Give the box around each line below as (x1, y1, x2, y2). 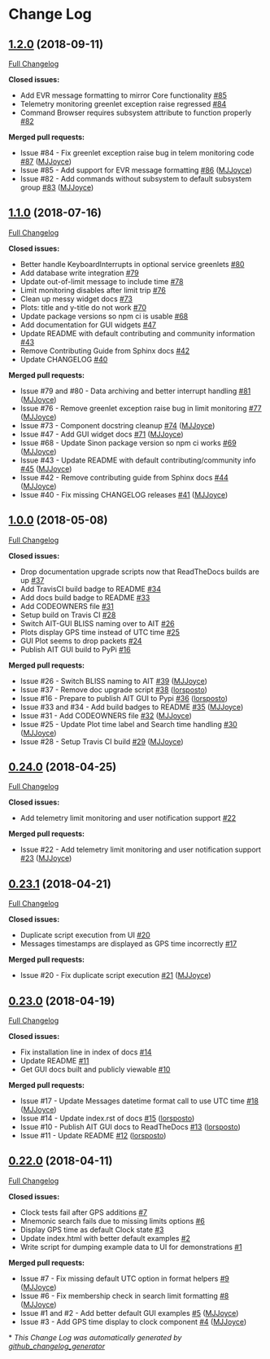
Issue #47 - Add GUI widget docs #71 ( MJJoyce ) (20, 429, 185, 439)
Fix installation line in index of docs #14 (20, 1047, 152, 1057)
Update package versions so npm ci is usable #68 (20, 311, 189, 321)
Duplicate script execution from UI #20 (20, 930, 150, 940)
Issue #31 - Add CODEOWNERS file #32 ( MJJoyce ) (20, 710, 193, 721)
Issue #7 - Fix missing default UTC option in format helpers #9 (20, 1274, 229, 1283)
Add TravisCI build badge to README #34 (20, 584, 161, 594)
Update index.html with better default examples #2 (20, 1233, 191, 1243)
